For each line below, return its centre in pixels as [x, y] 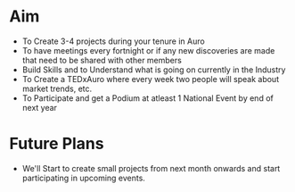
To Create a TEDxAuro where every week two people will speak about [150, 79]
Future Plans [57, 144]
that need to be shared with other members [102, 60]
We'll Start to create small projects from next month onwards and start [151, 168]
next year [40, 107]
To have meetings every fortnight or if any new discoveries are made [148, 50]
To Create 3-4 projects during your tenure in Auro [113, 41]
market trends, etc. [57, 88]
